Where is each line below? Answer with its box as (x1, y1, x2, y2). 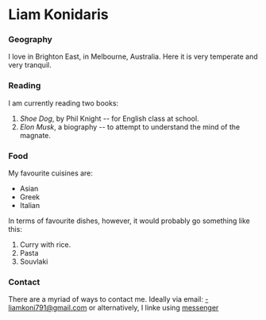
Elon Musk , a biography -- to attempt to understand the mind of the (19, 121, 241, 132)
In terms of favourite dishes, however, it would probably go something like (8, 216, 250, 226)
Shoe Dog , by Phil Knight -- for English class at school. (19, 114, 200, 123)
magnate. (19, 130, 52, 140)
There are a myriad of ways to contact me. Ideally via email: (8, 295, 204, 304)
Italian (19, 201, 40, 210)
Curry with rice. (19, 240, 71, 249)
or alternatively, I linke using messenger (88, 303, 219, 313)
